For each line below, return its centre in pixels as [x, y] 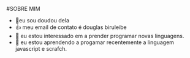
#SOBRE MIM [24, 9]
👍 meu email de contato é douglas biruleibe [71, 27]
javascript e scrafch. [41, 49]
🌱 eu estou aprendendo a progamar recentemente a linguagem [95, 42]
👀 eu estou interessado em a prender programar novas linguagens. [100, 36]
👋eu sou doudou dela [42, 20]
